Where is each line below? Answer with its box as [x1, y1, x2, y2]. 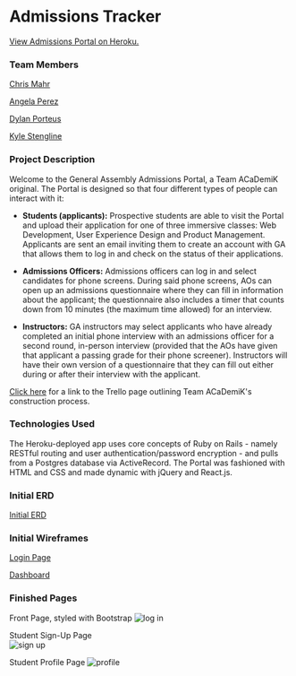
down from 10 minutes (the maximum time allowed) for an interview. [21, 303, 273, 315]
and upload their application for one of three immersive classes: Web [21, 220, 277, 230]
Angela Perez [9, 96, 59, 107]
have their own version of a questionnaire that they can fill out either [21, 359, 275, 369]
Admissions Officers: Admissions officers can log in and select [21, 265, 258, 276]
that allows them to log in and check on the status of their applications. [21, 248, 283, 259]
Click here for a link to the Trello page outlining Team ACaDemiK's [9, 386, 252, 396]
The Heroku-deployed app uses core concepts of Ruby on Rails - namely [9, 438, 278, 449]
